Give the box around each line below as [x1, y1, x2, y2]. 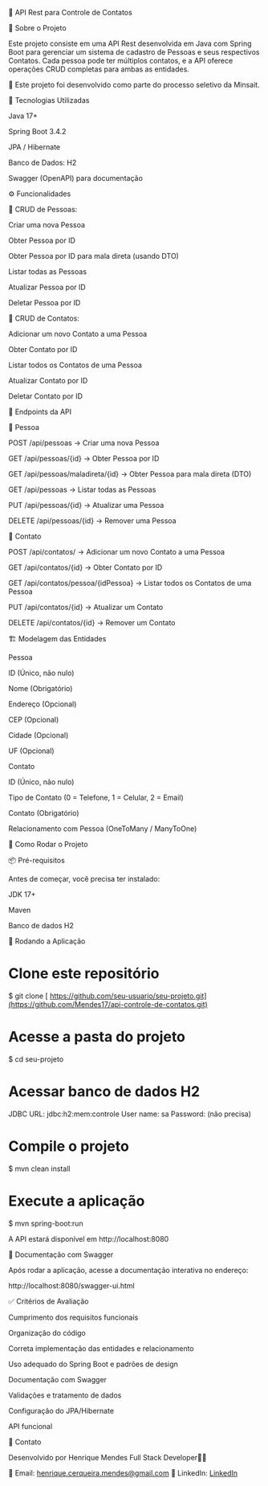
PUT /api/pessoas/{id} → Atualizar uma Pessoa [8, 501, 164, 510]
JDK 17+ [8, 890, 36, 899]
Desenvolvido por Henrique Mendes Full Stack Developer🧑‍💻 [8, 1452, 207, 1462]
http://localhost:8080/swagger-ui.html [8, 1280, 135, 1290]
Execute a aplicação [8, 1192, 145, 1210]
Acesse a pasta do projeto [8, 1028, 186, 1046]
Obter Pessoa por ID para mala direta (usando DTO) [8, 252, 179, 260]
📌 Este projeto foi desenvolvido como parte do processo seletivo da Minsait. [8, 80, 260, 89]
